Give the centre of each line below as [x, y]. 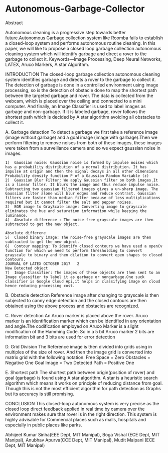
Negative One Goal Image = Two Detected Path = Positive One [70, 363]
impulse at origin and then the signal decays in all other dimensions [81, 171]
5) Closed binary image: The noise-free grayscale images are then [78, 237]
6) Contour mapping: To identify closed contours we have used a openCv [84, 246]
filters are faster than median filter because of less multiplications [83, 198]
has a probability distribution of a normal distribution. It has [76, 167]
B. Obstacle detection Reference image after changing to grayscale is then [82, 295]
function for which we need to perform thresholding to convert [74, 250]
